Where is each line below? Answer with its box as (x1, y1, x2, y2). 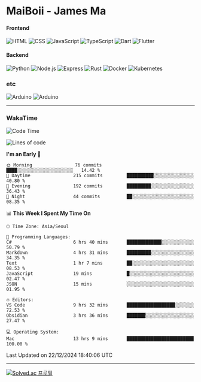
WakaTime (6, 114, 38, 122)
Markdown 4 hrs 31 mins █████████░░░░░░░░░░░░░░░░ (6, 250, 194, 256)
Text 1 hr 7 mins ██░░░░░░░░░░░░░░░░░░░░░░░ (6, 260, 194, 266)
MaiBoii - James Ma (6, 4, 106, 18)
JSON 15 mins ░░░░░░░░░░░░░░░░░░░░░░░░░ (6, 281, 194, 287)
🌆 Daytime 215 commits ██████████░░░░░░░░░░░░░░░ (6, 172, 194, 179)
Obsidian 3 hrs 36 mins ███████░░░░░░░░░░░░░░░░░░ (6, 313, 194, 319)
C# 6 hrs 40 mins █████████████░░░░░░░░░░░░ (6, 239, 194, 245)
